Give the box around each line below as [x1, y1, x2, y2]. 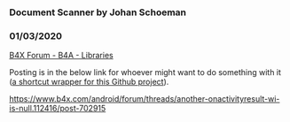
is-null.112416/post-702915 [9, 103, 106, 114]
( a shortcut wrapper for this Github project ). [9, 77, 169, 88]
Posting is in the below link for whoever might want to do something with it [9, 67, 282, 78]
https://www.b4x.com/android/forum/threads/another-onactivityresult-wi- [9, 94, 280, 104]
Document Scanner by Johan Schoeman [9, 6, 187, 19]
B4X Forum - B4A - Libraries [9, 50, 114, 61]
